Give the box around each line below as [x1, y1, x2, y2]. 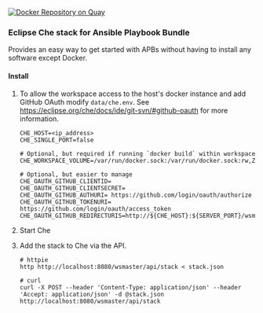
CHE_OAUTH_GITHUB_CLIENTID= [19, 177, 111, 185]
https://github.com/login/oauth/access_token [19, 204, 171, 212]
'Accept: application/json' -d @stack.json [19, 290, 165, 298]
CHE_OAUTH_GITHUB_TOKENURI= [19, 197, 111, 206]
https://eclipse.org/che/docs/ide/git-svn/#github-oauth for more [19, 105, 228, 115]
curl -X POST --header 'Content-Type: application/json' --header [19, 283, 242, 291]
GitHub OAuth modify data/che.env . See [19, 97, 150, 106]
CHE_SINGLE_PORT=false [19, 136, 94, 144]
